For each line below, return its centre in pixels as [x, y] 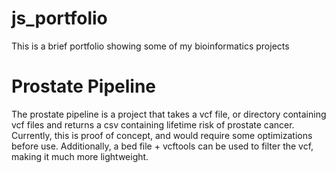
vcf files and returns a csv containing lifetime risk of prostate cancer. [153, 124]
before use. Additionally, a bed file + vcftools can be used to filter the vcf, [162, 146]
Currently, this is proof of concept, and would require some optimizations [162, 135]
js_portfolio [59, 18]
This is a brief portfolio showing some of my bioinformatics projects [150, 46]
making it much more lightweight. [80, 156]
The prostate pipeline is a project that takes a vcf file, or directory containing [169, 114]
